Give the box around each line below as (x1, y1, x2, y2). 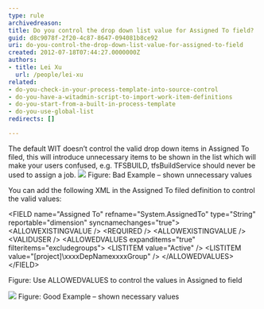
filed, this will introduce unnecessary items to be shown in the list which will (8, 152, 257, 161)
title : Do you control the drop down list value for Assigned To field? (8, 26, 254, 34)
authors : (8, 56, 37, 64)
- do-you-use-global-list (8, 108, 94, 116)
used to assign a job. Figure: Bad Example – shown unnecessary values (8, 170, 252, 180)
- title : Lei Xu (8, 64, 62, 71)
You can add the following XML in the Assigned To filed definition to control (8, 185, 256, 195)
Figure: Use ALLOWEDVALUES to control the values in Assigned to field (8, 275, 243, 284)
